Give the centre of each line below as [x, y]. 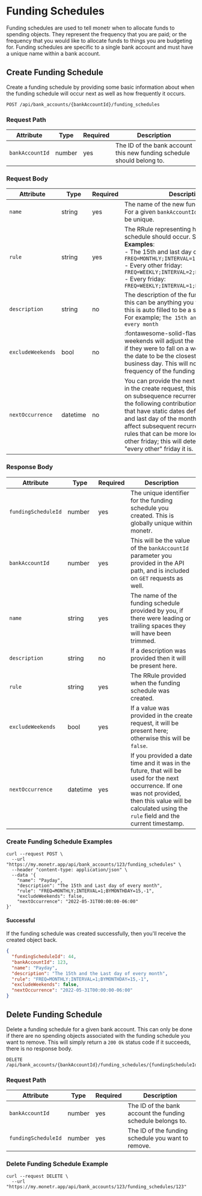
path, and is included [160, 571]
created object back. [32, 940]
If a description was [158, 650]
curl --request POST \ [35, 854]
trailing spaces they [158, 625]
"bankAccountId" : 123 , [40, 962]
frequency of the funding [160, 371]
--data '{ [24, 875]
